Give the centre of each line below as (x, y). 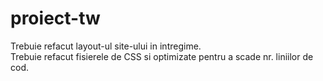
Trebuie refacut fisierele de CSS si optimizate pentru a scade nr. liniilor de (162, 56)
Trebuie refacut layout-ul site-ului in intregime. (106, 46)
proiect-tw (55, 18)
